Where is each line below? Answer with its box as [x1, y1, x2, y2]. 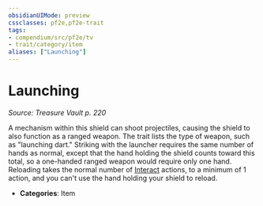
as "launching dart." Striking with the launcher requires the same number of [8, 139, 254, 149]
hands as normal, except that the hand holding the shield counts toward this [8, 148, 255, 157]
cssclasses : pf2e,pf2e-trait [8, 19, 104, 27]
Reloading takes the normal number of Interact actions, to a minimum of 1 [8, 164, 246, 174]
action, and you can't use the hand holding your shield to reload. [8, 173, 218, 182]
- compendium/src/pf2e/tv [8, 33, 93, 42]
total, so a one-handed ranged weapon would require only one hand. [8, 156, 232, 166]
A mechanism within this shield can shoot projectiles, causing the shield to [8, 123, 250, 132]
